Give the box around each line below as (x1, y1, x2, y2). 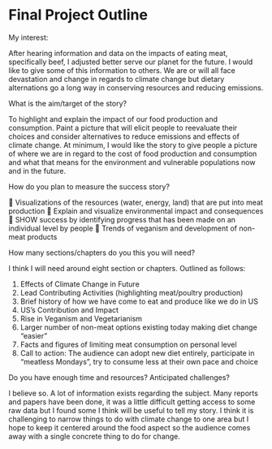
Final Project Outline (8, 6, 149, 24)
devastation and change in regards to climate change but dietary (8, 74, 225, 84)
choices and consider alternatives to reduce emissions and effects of (8, 132, 240, 141)
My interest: (8, 32, 49, 42)
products (27, 231, 58, 241)
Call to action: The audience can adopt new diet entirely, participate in (19, 348, 255, 358)
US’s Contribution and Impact (19, 304, 119, 314)
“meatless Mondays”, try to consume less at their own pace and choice (19, 356, 258, 366)
